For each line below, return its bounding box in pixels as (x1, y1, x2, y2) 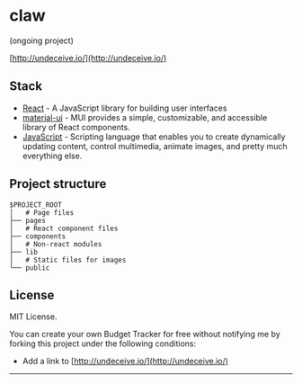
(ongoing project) (9, 35, 75, 46)
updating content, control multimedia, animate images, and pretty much (22, 140, 288, 151)
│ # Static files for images (9, 255, 127, 264)
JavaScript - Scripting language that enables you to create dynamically (22, 131, 286, 142)
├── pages (9, 216, 47, 225)
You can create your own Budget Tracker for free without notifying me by (9, 329, 280, 340)
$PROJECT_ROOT (9, 200, 63, 210)
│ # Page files (9, 208, 75, 217)
